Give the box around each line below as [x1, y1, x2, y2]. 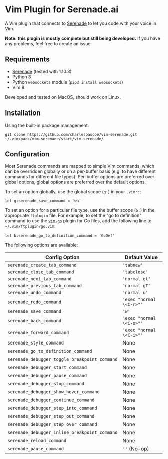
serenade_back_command [7, 318, 61, 324]
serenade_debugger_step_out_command [7, 413, 95, 419]
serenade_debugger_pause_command [7, 373, 87, 379]
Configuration [5, 150, 50, 158]
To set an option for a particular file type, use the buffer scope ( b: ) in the [5, 207, 155, 213]
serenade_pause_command [7, 446, 64, 452]
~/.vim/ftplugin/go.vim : [5, 223, 56, 229]
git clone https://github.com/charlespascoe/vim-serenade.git [5, 132, 137, 137]
